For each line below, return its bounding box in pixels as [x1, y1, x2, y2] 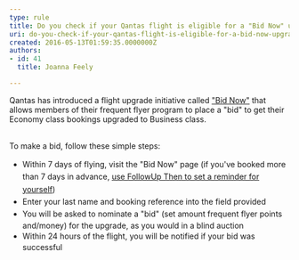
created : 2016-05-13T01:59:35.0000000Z [9, 37, 158, 47]
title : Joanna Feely [17, 63, 93, 72]
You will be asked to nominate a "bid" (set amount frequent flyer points [21, 208, 283, 219]
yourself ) [21, 183, 56, 194]
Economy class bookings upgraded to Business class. [9, 113, 206, 125]
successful [21, 242, 63, 253]
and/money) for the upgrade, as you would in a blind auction [21, 220, 245, 231]
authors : [9, 46, 42, 55]
